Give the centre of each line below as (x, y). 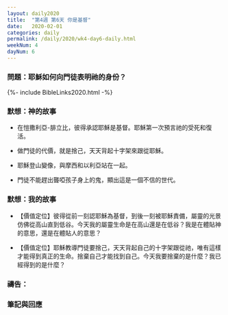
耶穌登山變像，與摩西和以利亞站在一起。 (74, 165)
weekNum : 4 (23, 45)
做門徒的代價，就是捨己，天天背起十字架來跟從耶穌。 (92, 151)
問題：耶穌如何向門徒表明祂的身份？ (67, 77)
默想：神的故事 (32, 112)
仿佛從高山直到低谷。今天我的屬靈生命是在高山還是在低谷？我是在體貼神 (119, 224)
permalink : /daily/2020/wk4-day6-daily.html (72, 39)
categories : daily (33, 33)
